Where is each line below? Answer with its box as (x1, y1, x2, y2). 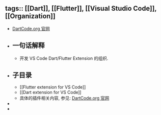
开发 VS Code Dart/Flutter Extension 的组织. (19, 55, 108, 61)
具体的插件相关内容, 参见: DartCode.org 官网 (19, 95, 109, 101)
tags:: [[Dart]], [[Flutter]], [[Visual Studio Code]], (5, 4, 157, 13)
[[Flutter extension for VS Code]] (19, 84, 86, 90)
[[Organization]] (5, 12, 55, 21)
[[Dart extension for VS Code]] (19, 90, 82, 95)
